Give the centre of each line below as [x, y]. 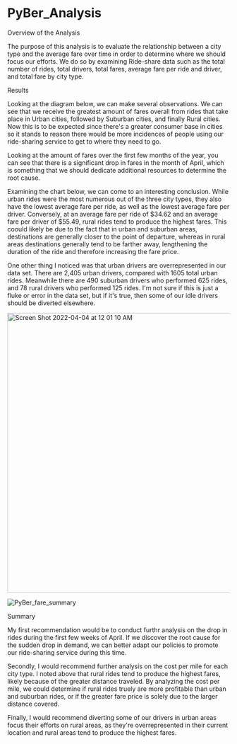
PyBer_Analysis [55, 13]
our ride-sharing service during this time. [67, 652]
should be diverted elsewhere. [51, 303]
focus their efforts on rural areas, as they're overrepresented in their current [118, 725]
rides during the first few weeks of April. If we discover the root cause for [114, 637]
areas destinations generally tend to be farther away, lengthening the [108, 244]
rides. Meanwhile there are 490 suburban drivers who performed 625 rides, [117, 280]
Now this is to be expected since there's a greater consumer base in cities [115, 126]
